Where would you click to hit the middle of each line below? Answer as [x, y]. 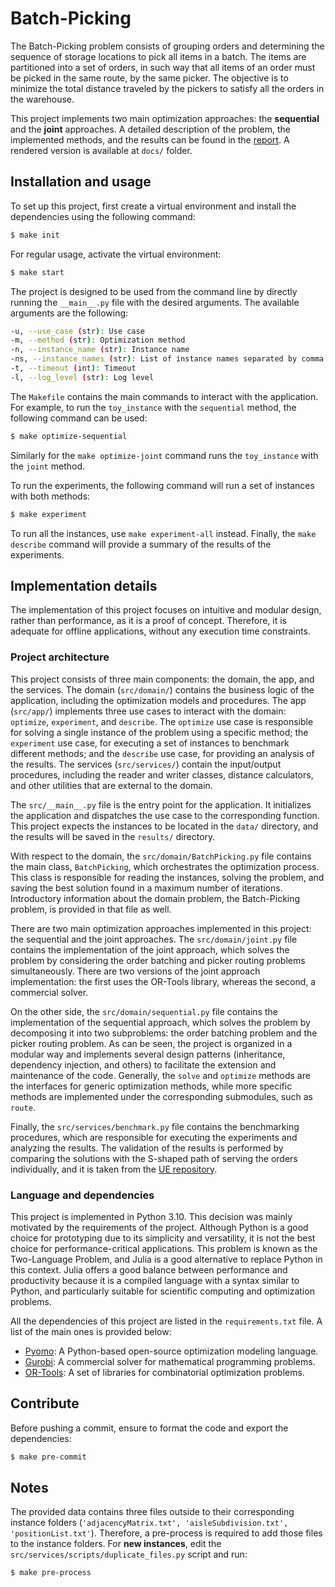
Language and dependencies [82, 1195]
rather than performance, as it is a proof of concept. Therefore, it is [148, 621]
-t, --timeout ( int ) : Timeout [73, 368]
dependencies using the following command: [103, 216]
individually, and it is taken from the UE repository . [114, 1169]
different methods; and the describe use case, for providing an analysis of [162, 753]
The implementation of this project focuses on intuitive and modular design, [166, 610]
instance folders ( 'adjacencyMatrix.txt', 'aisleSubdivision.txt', [149, 1523]
